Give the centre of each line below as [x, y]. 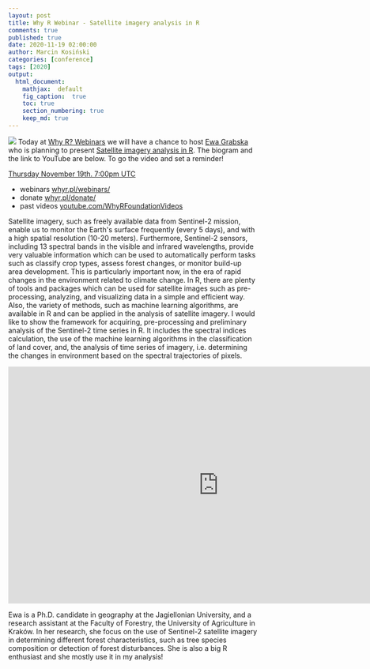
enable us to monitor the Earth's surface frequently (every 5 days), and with [132, 229]
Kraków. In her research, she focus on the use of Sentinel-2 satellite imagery [133, 631]
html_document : [40, 81]
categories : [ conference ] [51, 60]
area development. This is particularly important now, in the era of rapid [125, 271]
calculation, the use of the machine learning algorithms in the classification [130, 338]
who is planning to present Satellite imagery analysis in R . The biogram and [130, 150]
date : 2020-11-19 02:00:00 [53, 45]
